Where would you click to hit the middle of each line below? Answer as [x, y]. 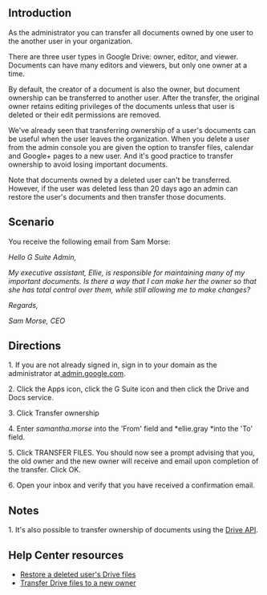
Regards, [23, 305]
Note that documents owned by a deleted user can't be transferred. [120, 180]
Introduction [40, 13]
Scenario [31, 223]
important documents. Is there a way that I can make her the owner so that [132, 281]
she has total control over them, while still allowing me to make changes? [129, 289]
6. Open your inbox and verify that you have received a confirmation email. [131, 485]
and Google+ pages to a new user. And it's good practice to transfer [121, 156]
